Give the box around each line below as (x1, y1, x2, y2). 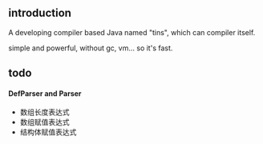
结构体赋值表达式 (19, 127, 77, 137)
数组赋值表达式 (19, 118, 70, 127)
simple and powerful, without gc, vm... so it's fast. (8, 43, 173, 53)
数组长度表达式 (19, 107, 70, 117)
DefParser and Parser (8, 88, 82, 98)
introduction (8, 6, 72, 20)
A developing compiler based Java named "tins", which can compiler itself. (8, 27, 256, 37)
